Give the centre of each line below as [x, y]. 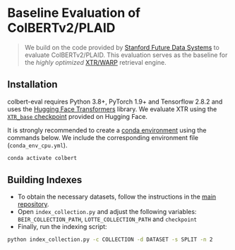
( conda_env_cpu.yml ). [37, 145]
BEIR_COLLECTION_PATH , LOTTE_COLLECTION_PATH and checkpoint [107, 219]
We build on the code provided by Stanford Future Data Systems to [122, 47]
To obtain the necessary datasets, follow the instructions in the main [117, 197]
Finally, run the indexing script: [62, 227]
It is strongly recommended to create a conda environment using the [107, 130]
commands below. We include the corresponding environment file [103, 137]
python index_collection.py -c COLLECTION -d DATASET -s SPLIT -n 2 [110, 240]
